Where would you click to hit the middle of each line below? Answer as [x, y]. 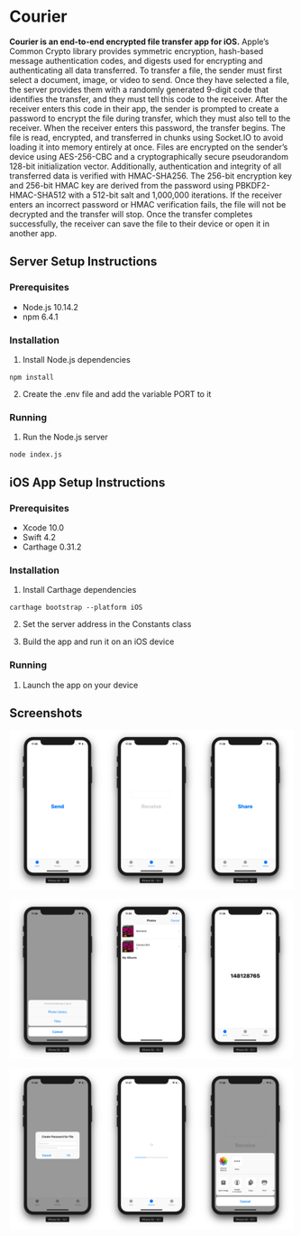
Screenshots [46, 713]
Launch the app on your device [80, 685]
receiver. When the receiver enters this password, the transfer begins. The [148, 127]
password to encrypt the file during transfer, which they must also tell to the [150, 118]
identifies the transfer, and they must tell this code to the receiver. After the [149, 99]
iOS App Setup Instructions [87, 482]
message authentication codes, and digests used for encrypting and [136, 60]
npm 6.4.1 [40, 317]
